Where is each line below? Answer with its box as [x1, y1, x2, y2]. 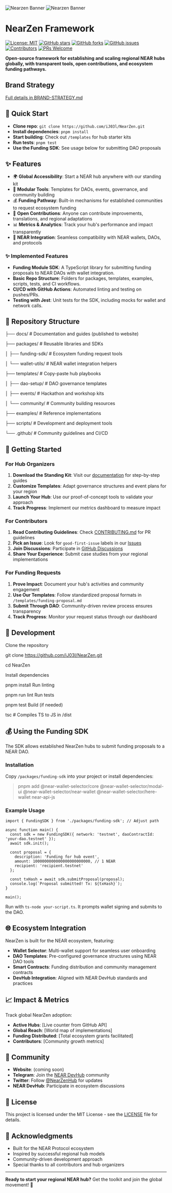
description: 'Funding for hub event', [14, 854, 100, 859]
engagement [12, 586, 40, 592]
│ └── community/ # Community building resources [5, 400, 115, 407]
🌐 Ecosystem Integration [5, 924, 87, 933]
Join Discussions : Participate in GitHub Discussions [12, 545, 123, 552]
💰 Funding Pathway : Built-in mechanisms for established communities [12, 197, 163, 204]
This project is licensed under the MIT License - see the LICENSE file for [5, 1111, 158, 1118]
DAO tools [12, 958, 34, 964]
